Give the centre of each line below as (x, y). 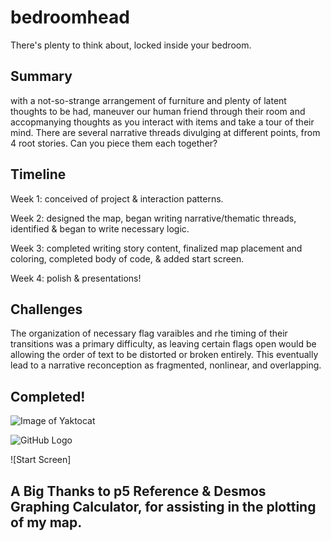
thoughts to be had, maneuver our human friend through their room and (158, 111)
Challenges (46, 309)
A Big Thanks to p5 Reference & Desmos (138, 491)
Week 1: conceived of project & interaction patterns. (117, 198)
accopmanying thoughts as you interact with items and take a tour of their (162, 122)
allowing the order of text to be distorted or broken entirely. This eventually (164, 355)
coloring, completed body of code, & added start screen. (127, 258)
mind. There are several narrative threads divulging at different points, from (165, 132)
